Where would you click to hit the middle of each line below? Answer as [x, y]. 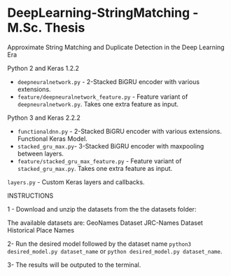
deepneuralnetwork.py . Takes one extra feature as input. [98, 104]
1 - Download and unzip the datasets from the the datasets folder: [102, 209]
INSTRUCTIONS [30, 195]
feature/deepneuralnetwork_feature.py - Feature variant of [103, 97]
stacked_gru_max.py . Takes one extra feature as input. [95, 168]
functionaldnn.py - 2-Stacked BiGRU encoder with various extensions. [119, 131]
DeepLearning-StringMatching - [103, 13]
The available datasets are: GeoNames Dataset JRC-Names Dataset [105, 223]
